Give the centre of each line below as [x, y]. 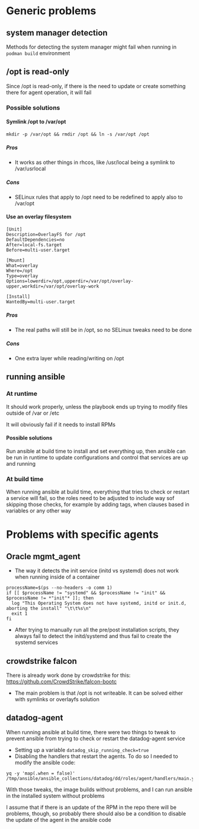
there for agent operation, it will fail [49, 92]
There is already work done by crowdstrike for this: [68, 675]
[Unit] [14, 230]
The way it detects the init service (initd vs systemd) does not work [97, 571]
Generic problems [51, 11]
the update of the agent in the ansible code [59, 820]
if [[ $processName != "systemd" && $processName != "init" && [86, 593]
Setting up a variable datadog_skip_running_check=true [82, 750]
